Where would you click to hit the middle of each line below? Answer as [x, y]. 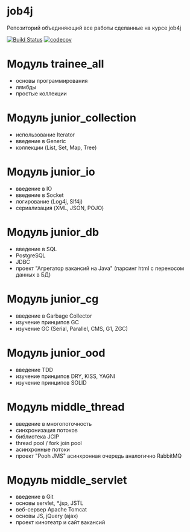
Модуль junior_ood [56, 353]
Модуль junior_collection [71, 118]
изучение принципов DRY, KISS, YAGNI [65, 376]
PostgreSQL [30, 255]
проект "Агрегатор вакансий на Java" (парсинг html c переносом [100, 268]
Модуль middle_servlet [67, 480]
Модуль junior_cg [53, 299]
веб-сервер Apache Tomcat [51, 510]
